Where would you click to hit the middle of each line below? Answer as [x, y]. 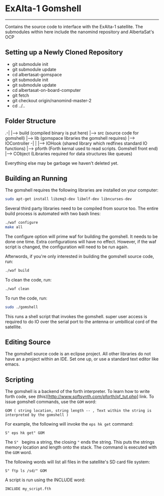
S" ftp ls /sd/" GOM [26, 471]
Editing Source [28, 342]
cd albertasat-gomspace [37, 74]
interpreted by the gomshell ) [37, 415]
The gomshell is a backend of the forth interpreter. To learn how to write [78, 391]
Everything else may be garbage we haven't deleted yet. [62, 163]
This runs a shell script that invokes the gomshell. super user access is [76, 316]
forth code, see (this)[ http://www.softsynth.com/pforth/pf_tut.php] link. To [80, 397]
